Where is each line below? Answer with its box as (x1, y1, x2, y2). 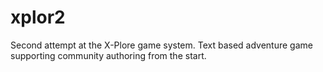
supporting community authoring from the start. (10, 49, 207, 61)
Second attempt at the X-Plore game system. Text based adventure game (10, 39, 313, 51)
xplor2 (10, 6, 66, 29)
